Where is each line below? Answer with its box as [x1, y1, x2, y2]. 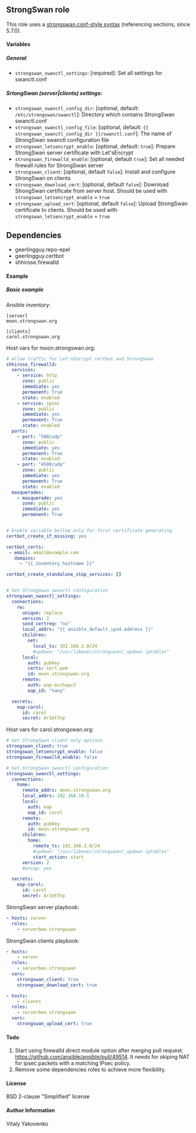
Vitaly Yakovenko [6, 1120, 49, 1127]
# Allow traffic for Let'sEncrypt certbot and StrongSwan [6, 356, 154, 362]
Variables [6, 41, 31, 48]
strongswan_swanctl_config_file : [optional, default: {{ [14, 124, 149, 131]
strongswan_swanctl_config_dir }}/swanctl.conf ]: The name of [14, 130, 172, 137]
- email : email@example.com [8, 549, 79, 555]
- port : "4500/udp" [17, 461, 66, 467]
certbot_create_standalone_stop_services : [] [6, 572, 121, 578]
